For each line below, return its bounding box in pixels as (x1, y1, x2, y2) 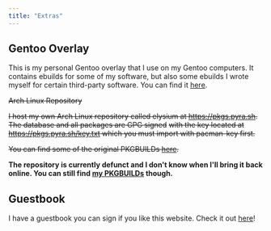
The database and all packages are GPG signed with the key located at (8, 120, 244, 130)
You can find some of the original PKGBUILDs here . (8, 145, 180, 154)
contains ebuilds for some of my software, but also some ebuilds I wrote (8, 72, 249, 82)
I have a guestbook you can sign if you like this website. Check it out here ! (8, 213, 256, 223)
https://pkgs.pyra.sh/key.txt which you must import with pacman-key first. (8, 128, 256, 138)
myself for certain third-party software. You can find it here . (8, 80, 208, 90)
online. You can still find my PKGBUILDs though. (8, 169, 173, 178)
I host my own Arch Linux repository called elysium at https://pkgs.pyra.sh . (8, 111, 258, 121)
